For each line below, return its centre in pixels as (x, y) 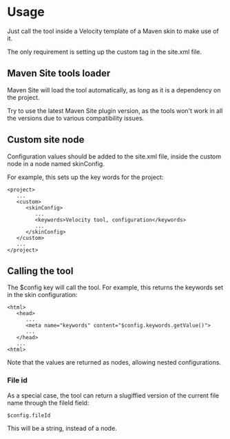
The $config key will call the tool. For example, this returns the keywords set (115, 287)
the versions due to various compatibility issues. (76, 118)
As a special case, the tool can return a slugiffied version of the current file (113, 395)
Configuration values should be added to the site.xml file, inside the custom (114, 156)
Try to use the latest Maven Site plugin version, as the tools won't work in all (115, 110)
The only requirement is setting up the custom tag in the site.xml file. (104, 52)
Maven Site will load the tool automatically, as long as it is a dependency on (114, 90)
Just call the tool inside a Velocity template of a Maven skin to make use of (113, 31)
